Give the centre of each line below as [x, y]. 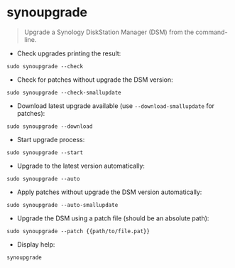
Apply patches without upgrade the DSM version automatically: [109, 192]
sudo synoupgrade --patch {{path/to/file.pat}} [78, 231]
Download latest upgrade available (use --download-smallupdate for [115, 106]
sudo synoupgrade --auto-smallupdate [62, 205]
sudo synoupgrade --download [50, 126]
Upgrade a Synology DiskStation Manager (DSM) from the [109, 32]
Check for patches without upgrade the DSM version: [95, 80]
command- [212, 32]
